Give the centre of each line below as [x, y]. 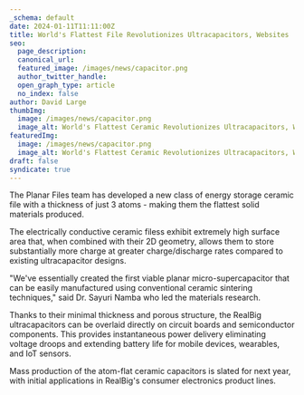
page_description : [52, 52]
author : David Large [48, 102]
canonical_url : [46, 60]
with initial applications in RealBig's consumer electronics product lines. [142, 381]
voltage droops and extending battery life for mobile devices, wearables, [145, 344]
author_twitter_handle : [62, 77]
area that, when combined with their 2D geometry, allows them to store [142, 242]
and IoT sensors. [40, 353]
